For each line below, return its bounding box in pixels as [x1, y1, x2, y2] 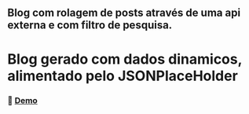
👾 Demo [7, 94, 38, 105]
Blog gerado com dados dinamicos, [7, 50, 243, 68]
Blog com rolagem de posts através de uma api [7, 6, 241, 20]
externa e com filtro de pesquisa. [7, 19, 173, 32]
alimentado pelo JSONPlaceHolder [7, 67, 239, 85]
